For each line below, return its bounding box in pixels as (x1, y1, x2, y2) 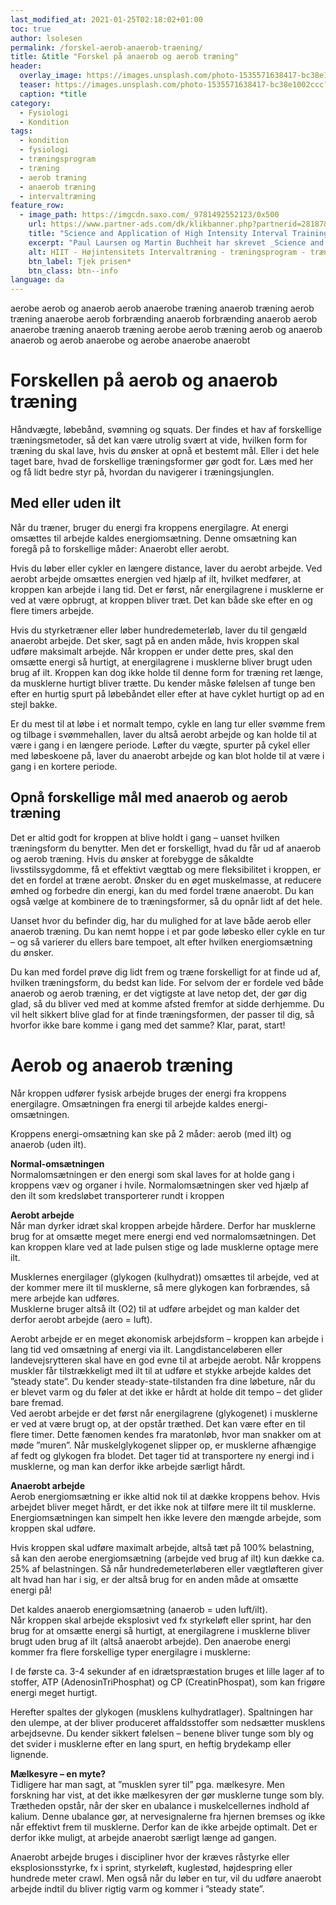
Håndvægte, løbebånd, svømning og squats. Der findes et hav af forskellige (10, 424, 322, 436)
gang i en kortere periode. (10, 760, 118, 772)
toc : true (10, 24, 52, 34)
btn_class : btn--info (28, 266, 118, 276)
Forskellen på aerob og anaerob (10, 369, 278, 392)
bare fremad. (10, 1396, 64, 1408)
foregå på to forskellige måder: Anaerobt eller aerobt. (10, 542, 230, 555)
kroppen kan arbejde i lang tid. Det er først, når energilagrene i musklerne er (10, 583, 325, 595)
